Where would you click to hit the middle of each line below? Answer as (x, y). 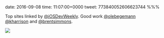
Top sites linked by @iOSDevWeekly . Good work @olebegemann (70, 16)
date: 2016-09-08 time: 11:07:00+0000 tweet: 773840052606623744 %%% (82, 7)
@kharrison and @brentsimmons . (39, 21)
